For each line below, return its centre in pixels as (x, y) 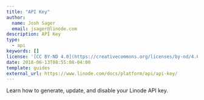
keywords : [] (23, 51)
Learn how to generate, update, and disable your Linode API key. (87, 90)
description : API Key (34, 34)
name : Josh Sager (34, 23)
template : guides (28, 68)
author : (16, 17)
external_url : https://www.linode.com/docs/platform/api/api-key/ (92, 73)
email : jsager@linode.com (45, 29)
